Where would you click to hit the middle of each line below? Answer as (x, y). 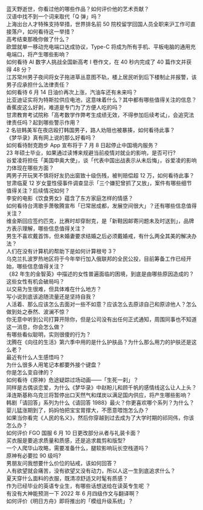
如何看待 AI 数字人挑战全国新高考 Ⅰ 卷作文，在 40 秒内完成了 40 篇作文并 (96, 62)
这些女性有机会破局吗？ (35, 281)
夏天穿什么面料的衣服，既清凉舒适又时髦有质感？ (67, 478)
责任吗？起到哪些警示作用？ (46, 122)
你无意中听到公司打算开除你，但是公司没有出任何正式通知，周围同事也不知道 (101, 319)
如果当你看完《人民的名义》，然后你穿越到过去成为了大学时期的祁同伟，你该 (100, 418)
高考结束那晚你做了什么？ (38, 39)
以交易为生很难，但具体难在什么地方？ (54, 289)
